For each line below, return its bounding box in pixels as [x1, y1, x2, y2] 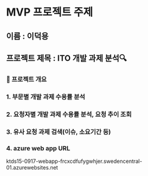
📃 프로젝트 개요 [6, 75, 47, 84]
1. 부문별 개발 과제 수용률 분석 [6, 92, 85, 101]
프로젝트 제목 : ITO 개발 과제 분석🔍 [6, 53, 127, 63]
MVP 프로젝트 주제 [6, 5, 93, 19]
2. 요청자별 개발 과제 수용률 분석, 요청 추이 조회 [6, 110, 132, 118]
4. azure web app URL [6, 144, 70, 152]
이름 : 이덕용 [6, 31, 49, 41]
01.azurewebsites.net [6, 163, 58, 171]
